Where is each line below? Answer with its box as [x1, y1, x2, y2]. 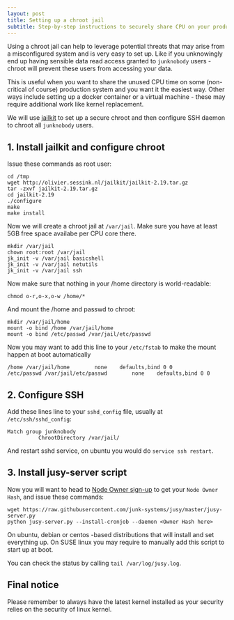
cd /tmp [7, 173, 30, 180]
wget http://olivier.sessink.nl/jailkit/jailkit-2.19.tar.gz [7, 179, 189, 187]
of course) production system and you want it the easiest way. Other [28, 85, 225, 94]
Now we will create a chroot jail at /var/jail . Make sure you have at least [7, 222, 218, 231]
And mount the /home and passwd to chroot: [7, 305, 136, 313]
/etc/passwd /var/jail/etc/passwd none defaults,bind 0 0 [7, 370, 210, 377]
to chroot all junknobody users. [7, 121, 94, 130]
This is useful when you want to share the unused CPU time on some [7, 78, 205, 86]
